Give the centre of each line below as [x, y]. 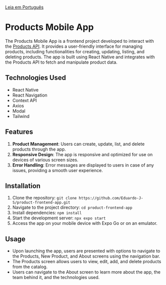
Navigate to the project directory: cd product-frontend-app [72, 207]
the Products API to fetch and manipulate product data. [61, 62]
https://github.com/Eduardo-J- [111, 198]
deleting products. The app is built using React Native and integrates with [80, 57]
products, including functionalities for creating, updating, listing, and [75, 51]
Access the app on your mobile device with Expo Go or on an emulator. [85, 223]
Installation [23, 186]
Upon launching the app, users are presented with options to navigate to [86, 251]
